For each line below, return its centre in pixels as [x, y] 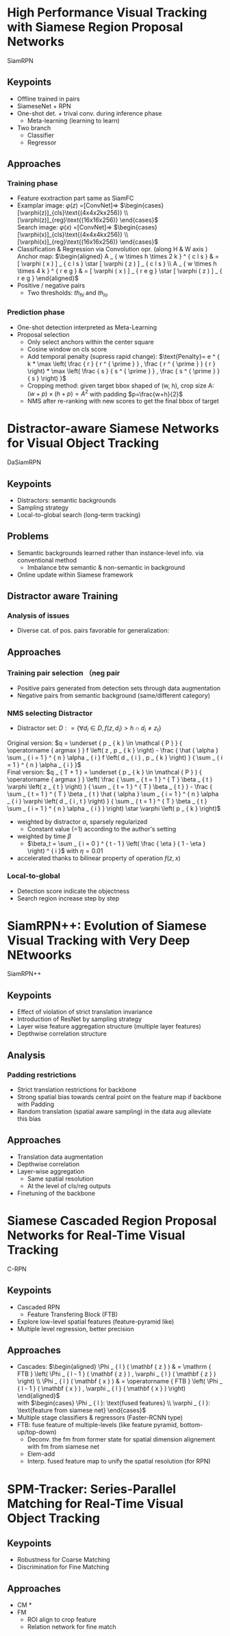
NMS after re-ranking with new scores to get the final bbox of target [123, 401]
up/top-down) [37, 1432]
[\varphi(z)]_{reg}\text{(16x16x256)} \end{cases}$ [88, 220]
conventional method [47, 560]
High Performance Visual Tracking [107, 13]
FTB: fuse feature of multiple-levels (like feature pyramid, [98, 1425]
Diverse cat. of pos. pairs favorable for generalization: [93, 631]
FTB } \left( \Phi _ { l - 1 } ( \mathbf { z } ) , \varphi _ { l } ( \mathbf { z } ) [116, 1374]
